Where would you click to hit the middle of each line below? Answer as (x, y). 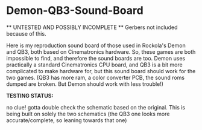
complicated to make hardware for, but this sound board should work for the (101, 71)
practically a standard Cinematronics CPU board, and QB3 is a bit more (94, 65)
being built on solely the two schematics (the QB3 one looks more (88, 114)
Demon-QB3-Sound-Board (75, 11)
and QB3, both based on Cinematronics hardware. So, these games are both (101, 51)
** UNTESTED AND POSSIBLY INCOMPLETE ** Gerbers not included (92, 27)
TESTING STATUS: (30, 96)
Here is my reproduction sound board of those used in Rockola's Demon (96, 45)
